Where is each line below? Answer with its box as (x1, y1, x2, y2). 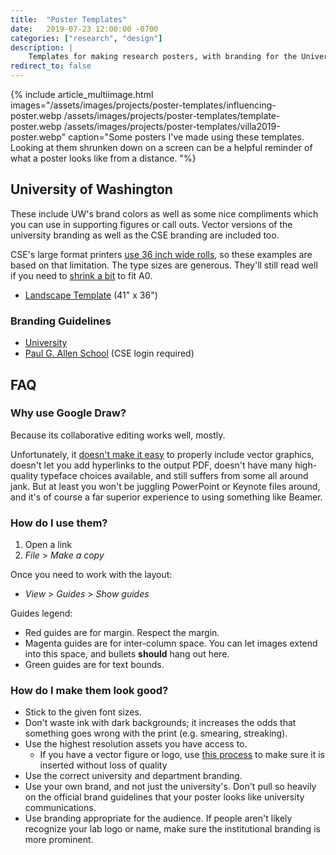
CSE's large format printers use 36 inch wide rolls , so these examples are (10, 248, 313, 260)
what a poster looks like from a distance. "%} (10, 152, 197, 164)
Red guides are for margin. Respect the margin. (24, 627, 220, 639)
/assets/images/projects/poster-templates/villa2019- (63, 121, 281, 132)
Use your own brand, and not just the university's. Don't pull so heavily (24, 781, 317, 793)
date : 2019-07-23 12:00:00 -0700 (10, 24, 159, 34)
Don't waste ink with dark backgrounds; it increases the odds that (24, 717, 297, 729)
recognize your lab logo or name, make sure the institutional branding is (24, 823, 321, 835)
